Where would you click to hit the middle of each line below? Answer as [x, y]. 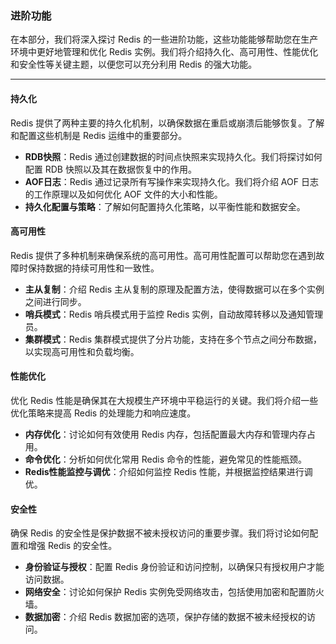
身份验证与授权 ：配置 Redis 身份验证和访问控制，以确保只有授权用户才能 [174, 567]
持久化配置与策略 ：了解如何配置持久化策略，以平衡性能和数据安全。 [165, 206]
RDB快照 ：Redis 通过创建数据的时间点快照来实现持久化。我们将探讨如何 [173, 156]
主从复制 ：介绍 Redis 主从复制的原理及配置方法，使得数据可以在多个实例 [174, 289]
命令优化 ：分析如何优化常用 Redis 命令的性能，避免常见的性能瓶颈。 [165, 459]
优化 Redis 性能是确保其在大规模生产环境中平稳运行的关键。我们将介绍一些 [164, 400]
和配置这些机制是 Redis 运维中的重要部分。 [99, 135]
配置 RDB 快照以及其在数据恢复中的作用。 [110, 169]
